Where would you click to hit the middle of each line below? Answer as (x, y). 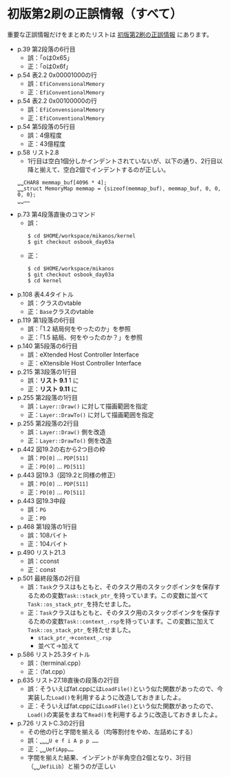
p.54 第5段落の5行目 (46, 126)
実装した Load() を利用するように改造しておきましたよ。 (106, 697)
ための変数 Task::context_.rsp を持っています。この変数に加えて (124, 621)
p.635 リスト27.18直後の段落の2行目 (68, 680)
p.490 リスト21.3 (41, 552)
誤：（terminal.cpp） (56, 663)
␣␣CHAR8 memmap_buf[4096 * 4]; (62, 182)
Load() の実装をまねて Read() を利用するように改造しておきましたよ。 (124, 714)
